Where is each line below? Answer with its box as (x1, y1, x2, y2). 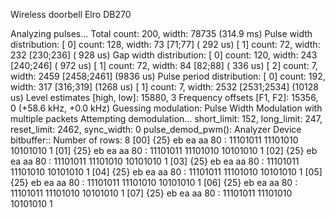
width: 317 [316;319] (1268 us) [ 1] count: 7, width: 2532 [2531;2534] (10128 (10, 81, 319, 93)
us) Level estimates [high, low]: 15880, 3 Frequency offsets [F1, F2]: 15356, (10, 92, 319, 103)
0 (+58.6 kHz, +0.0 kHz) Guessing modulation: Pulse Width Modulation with (10, 102, 323, 114)
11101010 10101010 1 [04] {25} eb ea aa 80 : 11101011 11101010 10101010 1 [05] (10, 166, 323, 178)
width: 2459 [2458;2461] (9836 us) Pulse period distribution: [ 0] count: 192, (10, 70, 326, 82)
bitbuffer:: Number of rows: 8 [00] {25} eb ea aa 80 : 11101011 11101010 (10, 134, 299, 146)
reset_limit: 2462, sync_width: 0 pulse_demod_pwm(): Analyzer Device (10, 124, 302, 135)
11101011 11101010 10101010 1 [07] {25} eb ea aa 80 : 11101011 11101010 (10, 187, 293, 199)
